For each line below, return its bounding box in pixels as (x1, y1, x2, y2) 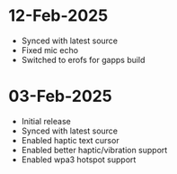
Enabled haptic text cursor (21, 134, 119, 145)
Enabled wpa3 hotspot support (21, 154, 137, 165)
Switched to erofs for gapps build (21, 54, 146, 65)
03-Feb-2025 (8, 87, 113, 106)
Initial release (21, 115, 71, 126)
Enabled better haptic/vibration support (21, 144, 168, 155)
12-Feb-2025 (8, 5, 109, 26)
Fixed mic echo (21, 44, 78, 55)
